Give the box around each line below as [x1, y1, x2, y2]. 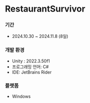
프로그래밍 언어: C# [12, 64, 49, 70]
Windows [12, 93, 31, 100]
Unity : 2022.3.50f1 [12, 58, 50, 64]
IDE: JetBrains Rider [12, 69, 52, 75]
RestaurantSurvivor [5, 3, 86, 15]
